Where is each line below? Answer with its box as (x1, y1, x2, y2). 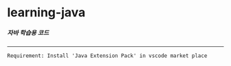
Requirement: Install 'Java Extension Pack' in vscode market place (7, 52, 208, 59)
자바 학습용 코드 (7, 29, 49, 37)
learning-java (7, 5, 86, 20)
